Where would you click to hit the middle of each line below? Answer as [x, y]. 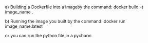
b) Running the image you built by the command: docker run [65, 21]
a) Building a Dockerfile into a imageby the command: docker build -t [74, 7]
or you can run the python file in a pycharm [48, 36]
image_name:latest [24, 26]
